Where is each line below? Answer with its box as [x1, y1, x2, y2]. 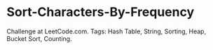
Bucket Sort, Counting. [6, 34, 72, 42]
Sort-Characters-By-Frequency [6, 4, 195, 20]
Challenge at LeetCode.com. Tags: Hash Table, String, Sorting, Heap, [6, 27, 207, 35]
